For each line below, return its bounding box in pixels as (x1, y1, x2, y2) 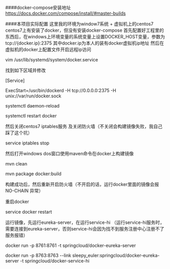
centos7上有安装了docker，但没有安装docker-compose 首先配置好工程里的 (5, 27, 164, 33)
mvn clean (5, 161, 27, 167)
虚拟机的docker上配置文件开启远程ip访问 (5, 47, 91, 52)
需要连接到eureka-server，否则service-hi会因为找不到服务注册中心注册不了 (5, 226, 165, 232)
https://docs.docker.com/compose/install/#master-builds (5, 10, 126, 16)
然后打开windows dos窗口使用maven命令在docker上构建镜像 (5, 151, 134, 156)
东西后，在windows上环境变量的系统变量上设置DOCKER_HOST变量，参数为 (5, 34, 165, 39)
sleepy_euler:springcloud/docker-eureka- (72, 253, 160, 258)
